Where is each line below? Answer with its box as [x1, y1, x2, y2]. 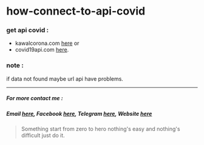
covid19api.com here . [15, 46, 69, 53]
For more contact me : [6, 95, 63, 102]
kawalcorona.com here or [15, 39, 80, 47]
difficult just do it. [21, 132, 65, 139]
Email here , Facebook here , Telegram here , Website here [6, 110, 152, 117]
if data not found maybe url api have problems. [6, 75, 123, 83]
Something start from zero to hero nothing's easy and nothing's [21, 126, 180, 133]
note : [6, 61, 24, 70]
